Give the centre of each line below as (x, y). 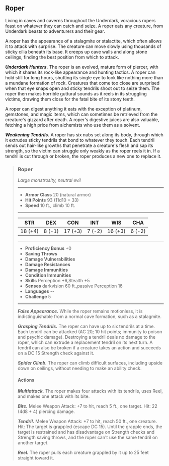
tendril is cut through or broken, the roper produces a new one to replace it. (83, 156)
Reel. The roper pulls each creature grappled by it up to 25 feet (83, 453)
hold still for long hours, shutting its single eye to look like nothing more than (84, 77)
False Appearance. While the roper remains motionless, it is (80, 311)
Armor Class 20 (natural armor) (58, 195)
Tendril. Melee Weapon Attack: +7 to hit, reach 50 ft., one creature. (87, 422)
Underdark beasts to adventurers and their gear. (55, 31)
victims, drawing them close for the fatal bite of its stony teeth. (70, 99)
